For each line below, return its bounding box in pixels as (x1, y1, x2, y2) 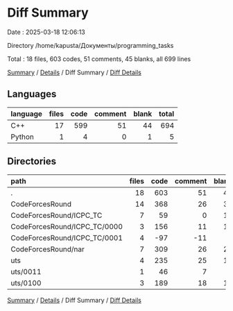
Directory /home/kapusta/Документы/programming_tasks (7, 41, 174, 49)
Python (10, 132, 35, 142)
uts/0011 (10, 267, 42, 276)
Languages (7, 88, 57, 100)
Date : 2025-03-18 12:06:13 (7, 28, 85, 36)
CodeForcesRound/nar (10, 244, 85, 254)
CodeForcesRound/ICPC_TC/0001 (10, 233, 123, 242)
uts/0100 (10, 278, 42, 287)
